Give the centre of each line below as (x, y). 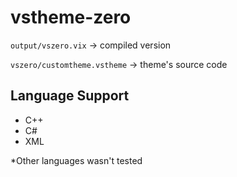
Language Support (70, 96)
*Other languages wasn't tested (76, 160)
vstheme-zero (71, 17)
